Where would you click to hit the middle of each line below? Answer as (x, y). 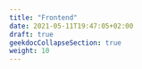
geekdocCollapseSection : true (66, 43)
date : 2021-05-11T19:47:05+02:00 (71, 26)
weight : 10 (29, 51)
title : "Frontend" (43, 17)
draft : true (31, 34)
